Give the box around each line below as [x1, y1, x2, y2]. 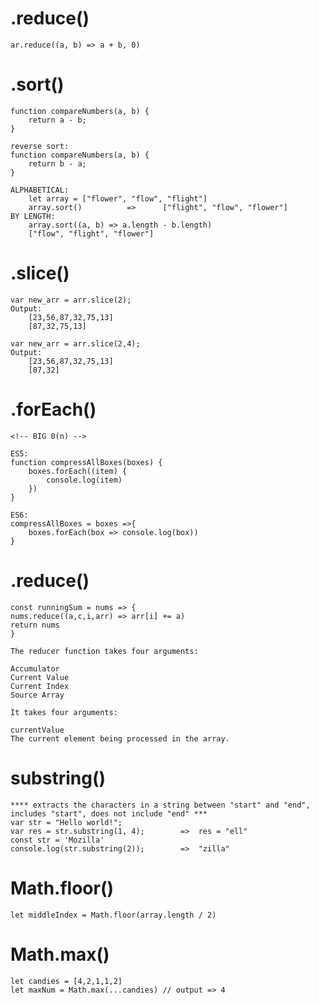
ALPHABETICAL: [10, 185, 70, 195]
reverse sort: [10, 141, 70, 151]
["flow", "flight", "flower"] [28, 228, 155, 239]
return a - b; [28, 115, 87, 125]
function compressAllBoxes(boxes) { [10, 457, 163, 467]
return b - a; [28, 158, 87, 169]
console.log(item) [46, 475, 123, 485]
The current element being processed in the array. [10, 733, 230, 744]
